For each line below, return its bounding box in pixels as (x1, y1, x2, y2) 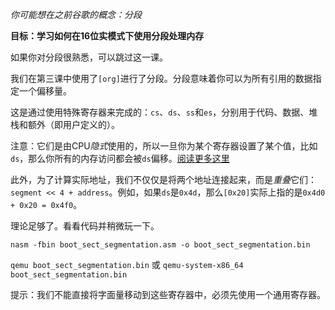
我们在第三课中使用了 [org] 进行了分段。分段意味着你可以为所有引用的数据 (10, 73, 313, 84)
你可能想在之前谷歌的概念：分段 (10, 9, 142, 20)
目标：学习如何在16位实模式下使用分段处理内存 (10, 30, 205, 42)
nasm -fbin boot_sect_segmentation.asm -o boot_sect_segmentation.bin (10, 240, 311, 250)
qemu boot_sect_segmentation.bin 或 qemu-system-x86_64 (10, 259, 244, 270)
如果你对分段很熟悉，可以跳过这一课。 (10, 51, 168, 63)
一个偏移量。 (18, 85, 72, 97)
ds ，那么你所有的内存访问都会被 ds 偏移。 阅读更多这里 (10, 153, 230, 164)
